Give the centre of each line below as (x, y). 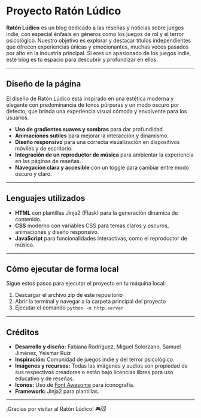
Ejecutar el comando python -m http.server (69, 308)
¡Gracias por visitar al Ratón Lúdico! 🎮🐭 (56, 409)
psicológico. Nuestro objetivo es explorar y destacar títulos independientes (99, 40)
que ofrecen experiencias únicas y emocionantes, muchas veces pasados (98, 47)
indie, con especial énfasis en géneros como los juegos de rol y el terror (95, 34)
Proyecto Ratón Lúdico (64, 11)
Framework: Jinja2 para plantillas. (57, 392)
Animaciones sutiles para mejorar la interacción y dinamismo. (92, 136)
